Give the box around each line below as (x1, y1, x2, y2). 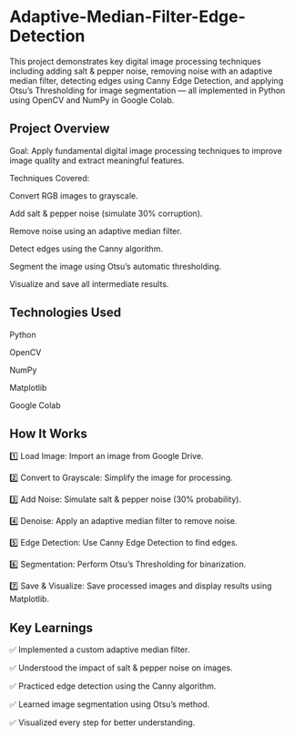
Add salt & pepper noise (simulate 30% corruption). (9, 208, 203, 219)
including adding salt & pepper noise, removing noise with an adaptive (9, 66, 273, 77)
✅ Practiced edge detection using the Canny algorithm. (9, 681, 217, 691)
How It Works (9, 425, 88, 441)
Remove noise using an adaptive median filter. (9, 225, 182, 236)
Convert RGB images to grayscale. (9, 189, 138, 201)
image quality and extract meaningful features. (9, 155, 185, 166)
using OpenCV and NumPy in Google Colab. (9, 94, 175, 106)
